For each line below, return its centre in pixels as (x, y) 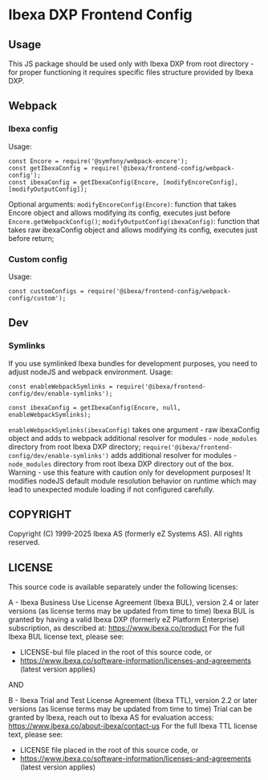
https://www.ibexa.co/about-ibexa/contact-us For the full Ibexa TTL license (133, 726)
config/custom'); (37, 298)
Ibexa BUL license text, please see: (66, 637)
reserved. (24, 542)
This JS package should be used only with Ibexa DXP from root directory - (131, 63)
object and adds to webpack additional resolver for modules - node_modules (133, 438)
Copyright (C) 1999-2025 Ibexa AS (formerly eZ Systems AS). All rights (126, 534)
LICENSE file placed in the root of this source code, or (109, 750)
